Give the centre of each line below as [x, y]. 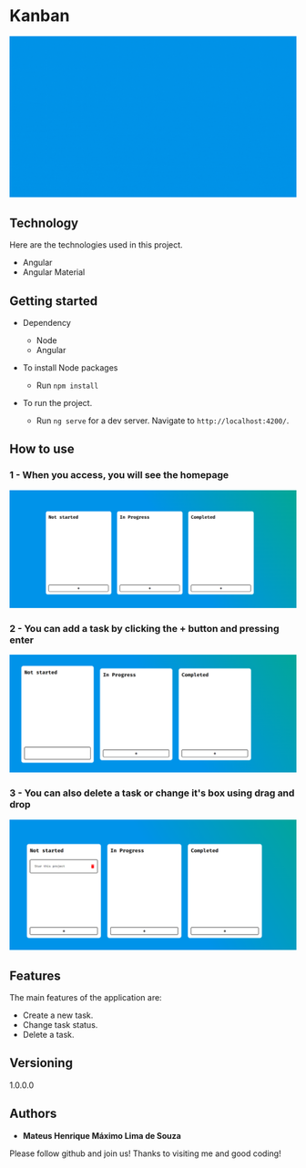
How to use [42, 449]
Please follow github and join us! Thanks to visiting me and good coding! [145, 1153]
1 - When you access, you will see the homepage [119, 475]
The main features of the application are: [86, 997]
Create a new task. [58, 1015]
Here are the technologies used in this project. [97, 245]
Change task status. [60, 1024]
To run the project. [57, 403]
